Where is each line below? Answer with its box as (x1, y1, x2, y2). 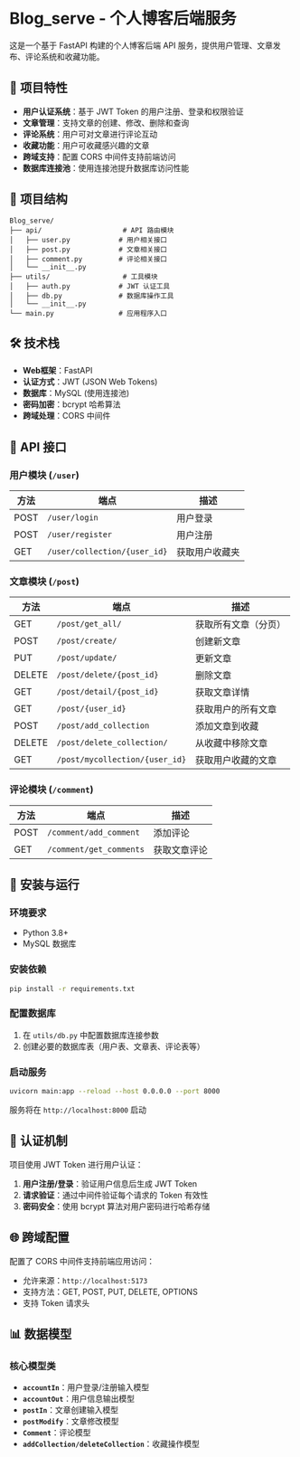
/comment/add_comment (46, 827, 140, 837)
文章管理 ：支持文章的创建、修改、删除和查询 (22, 117, 190, 128)
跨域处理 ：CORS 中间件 (22, 411, 111, 421)
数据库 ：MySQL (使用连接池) (22, 388, 130, 399)
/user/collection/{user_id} (46, 546, 168, 557)
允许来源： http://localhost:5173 (22, 1274, 148, 1285)
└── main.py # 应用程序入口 (9, 308, 167, 317)
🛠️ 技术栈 (9, 336, 61, 351)
